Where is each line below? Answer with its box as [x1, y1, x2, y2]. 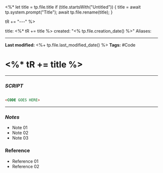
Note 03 [12, 135, 29, 141]
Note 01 [12, 125, 28, 131]
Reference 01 [12, 158, 39, 164]
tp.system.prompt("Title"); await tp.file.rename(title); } [5, 9, 113, 15]
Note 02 [12, 130, 29, 136]
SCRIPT [5, 82, 23, 89]
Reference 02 [12, 163, 40, 169]
